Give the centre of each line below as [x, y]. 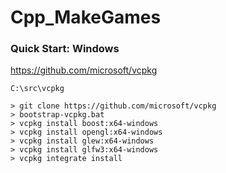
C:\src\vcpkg [37, 89]
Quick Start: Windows [65, 49]
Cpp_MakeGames [86, 17]
